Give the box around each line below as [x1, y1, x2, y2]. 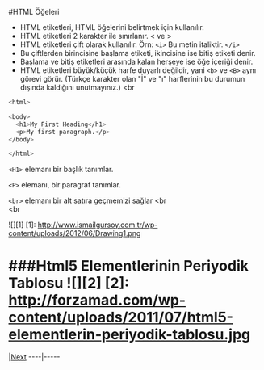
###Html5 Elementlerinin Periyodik [8, 257, 249, 275]
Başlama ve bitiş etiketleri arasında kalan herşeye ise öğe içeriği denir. [19, 57, 254, 66]
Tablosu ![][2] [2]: [8, 274, 130, 292]
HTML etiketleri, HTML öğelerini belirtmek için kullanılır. [19, 23, 204, 32]
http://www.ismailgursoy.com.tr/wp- [37, 220, 158, 229]
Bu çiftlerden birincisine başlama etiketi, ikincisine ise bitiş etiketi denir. [19, 48, 256, 57]
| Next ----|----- [8, 352, 61, 362]
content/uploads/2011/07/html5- [8, 309, 234, 326]
